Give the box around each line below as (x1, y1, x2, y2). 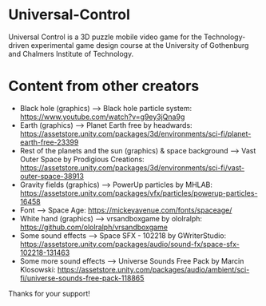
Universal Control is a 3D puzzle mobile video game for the (8, 32, 202, 42)
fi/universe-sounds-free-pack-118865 (19, 273, 145, 283)
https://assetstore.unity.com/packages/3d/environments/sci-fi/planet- (19, 129, 252, 138)
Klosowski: (19, 264, 56, 274)
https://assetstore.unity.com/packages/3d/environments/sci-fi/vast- (19, 162, 245, 173)
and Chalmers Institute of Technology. (8, 49, 134, 58)
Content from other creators (8, 77, 200, 95)
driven (8, 40, 30, 50)
